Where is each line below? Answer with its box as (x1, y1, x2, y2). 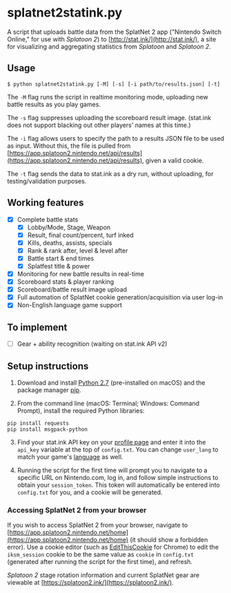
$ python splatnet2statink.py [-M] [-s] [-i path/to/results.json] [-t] (7, 81, 221, 88)
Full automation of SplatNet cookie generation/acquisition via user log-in (17, 293, 223, 302)
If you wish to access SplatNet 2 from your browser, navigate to (7, 521, 188, 529)
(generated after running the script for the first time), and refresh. (7, 558, 193, 566)
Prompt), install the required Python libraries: (17, 407, 145, 415)
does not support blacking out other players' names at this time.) (7, 121, 191, 129)
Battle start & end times (27, 254, 94, 262)
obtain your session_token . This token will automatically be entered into (17, 481, 221, 489)
